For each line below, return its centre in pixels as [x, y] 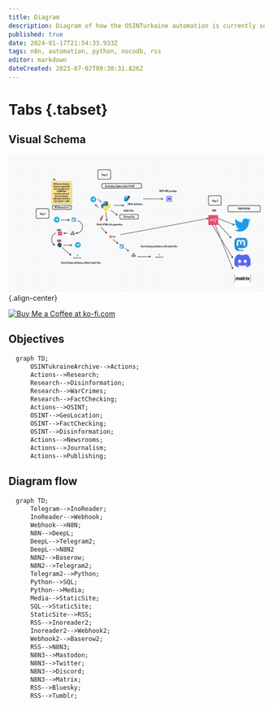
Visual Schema [48, 139]
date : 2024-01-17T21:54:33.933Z [63, 43]
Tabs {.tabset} [58, 110]
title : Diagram [34, 17]
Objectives [37, 338]
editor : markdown [38, 60]
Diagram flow [43, 481]
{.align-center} [33, 297]
